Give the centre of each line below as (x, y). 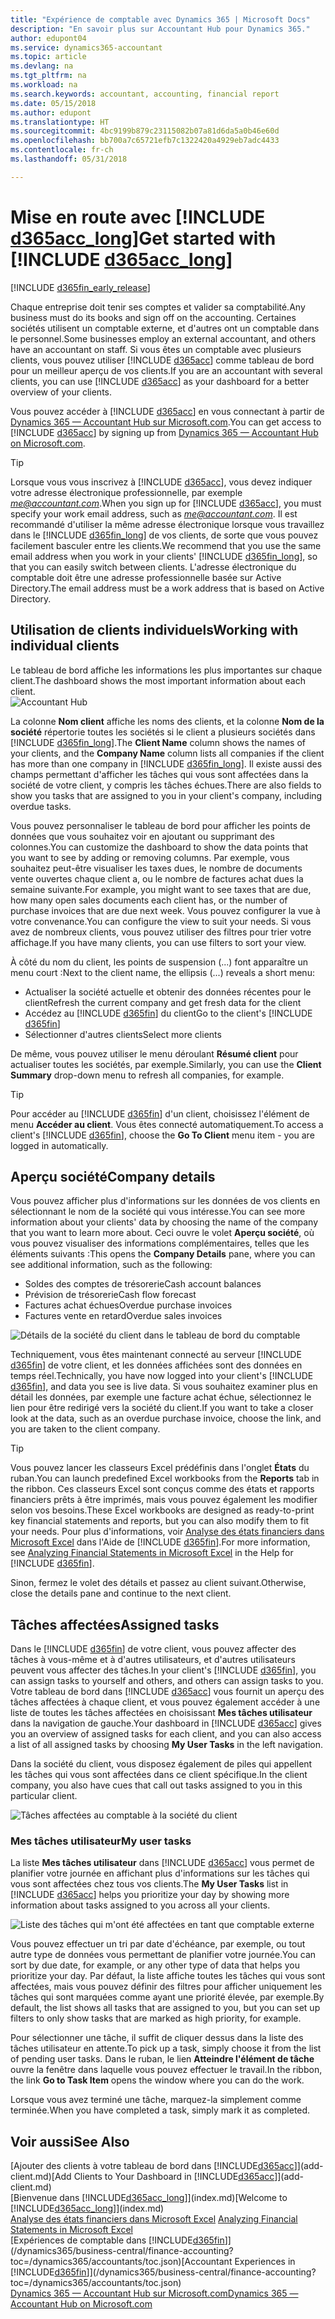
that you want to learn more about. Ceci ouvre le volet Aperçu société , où (162, 1233)
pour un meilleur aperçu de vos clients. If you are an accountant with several (166, 370)
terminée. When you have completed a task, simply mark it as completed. (160, 2110)
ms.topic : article (48, 57)
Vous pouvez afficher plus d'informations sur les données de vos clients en (165, 1201)
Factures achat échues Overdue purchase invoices (128, 1305)
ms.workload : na (44, 85)
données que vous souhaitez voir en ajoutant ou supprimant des (142, 836)
